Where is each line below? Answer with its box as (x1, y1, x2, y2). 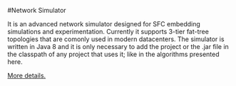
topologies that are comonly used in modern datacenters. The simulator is (7, 35, 225, 43)
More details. (7, 71, 46, 80)
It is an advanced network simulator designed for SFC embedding (7, 20, 201, 28)
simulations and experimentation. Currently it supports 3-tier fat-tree (7, 28, 209, 36)
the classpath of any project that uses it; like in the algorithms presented (7, 50, 220, 58)
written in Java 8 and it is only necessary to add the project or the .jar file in (7, 43, 230, 50)
